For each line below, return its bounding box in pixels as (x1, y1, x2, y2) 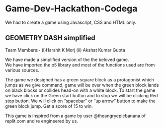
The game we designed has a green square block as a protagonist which (5, 76, 154, 82)
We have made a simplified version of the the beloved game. (5, 57, 129, 63)
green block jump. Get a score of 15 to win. (5, 103, 93, 109)
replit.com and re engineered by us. (5, 118, 79, 124)
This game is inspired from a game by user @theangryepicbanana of (5, 113, 146, 119)
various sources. (5, 67, 40, 73)
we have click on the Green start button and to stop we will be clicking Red (5, 92, 158, 98)
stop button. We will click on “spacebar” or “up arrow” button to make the (5, 98, 156, 104)
